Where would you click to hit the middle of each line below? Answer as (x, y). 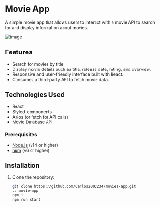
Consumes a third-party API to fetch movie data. (60, 79)
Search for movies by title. (38, 64)
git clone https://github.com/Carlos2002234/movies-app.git (74, 186)
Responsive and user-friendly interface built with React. (68, 74)
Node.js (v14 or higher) (35, 145)
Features (19, 52)
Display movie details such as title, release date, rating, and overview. (81, 69)
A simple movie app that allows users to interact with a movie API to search (80, 22)
